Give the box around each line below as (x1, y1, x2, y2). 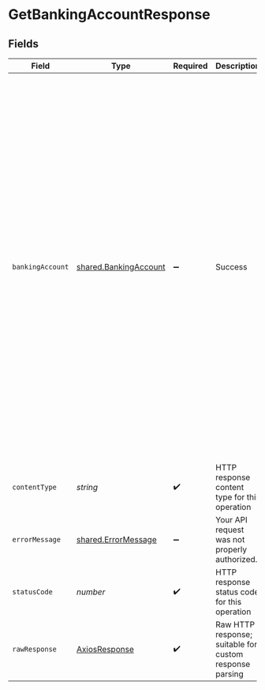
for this (215, 597, 242, 607)
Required (173, 61, 208, 71)
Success (215, 262, 248, 272)
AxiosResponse (76, 644, 134, 654)
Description (215, 61, 260, 71)
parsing (215, 669, 244, 679)
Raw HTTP (215, 619, 255, 630)
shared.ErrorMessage (76, 534, 157, 545)
